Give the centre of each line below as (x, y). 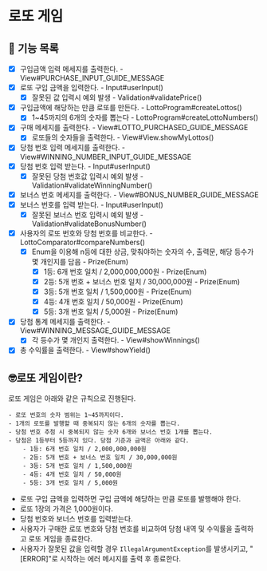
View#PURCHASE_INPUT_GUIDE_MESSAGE (92, 78)
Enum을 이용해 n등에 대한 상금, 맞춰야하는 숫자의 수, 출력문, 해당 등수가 (143, 252)
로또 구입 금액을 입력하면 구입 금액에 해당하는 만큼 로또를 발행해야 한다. (130, 499)
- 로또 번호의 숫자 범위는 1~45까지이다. (66, 415)
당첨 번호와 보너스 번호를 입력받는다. (76, 519)
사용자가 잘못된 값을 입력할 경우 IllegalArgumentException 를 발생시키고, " (136, 549)
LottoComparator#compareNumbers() (82, 242)
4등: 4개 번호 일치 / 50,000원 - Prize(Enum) (113, 302)
